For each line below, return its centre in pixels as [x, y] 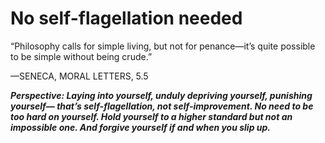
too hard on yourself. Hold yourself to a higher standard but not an [151, 116]
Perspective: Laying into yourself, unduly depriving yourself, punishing [161, 95]
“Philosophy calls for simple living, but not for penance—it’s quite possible [163, 46]
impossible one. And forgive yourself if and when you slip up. [141, 127]
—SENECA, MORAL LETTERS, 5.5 [79, 76]
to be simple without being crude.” [81, 56]
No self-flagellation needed [126, 18]
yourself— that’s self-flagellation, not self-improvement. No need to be [162, 106]
